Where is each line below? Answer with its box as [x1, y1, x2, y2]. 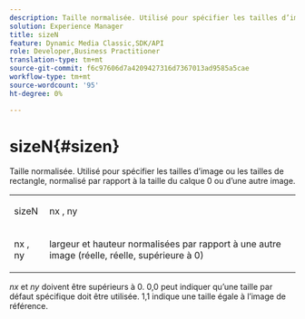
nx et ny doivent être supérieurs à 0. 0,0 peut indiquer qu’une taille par [9, 282, 273, 293]
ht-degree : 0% [9, 89, 64, 98]
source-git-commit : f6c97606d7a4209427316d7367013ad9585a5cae [9, 64, 250, 73]
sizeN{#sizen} [9, 136, 121, 157]
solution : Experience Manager [9, 22, 124, 31]
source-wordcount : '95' [9, 81, 100, 90]
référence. [9, 301, 48, 312]
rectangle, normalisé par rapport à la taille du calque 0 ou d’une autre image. [9, 176, 296, 187]
